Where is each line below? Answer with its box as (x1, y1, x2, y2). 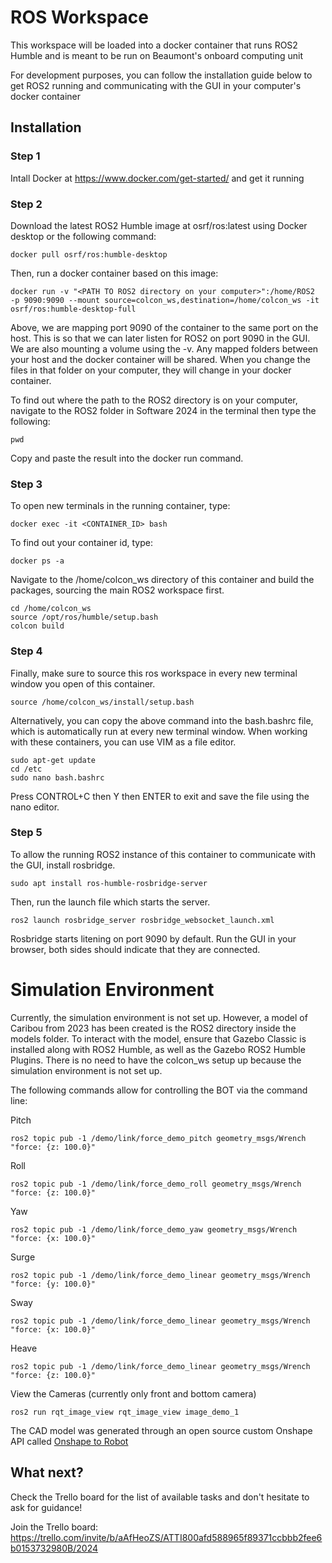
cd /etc (10, 764, 43, 774)
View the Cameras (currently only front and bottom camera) (10, 1387, 257, 1400)
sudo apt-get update (10, 755, 97, 765)
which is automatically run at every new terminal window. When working (10, 725, 308, 737)
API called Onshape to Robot (10, 1435, 129, 1447)
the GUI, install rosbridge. (10, 859, 116, 871)
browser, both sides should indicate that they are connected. (10, 943, 261, 955)
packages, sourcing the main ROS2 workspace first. (10, 584, 225, 596)
